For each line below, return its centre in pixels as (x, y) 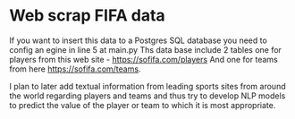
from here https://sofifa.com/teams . (75, 69)
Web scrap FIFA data (87, 16)
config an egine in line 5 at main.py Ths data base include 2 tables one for (145, 49)
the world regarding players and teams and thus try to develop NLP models (147, 96)
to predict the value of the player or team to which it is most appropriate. (143, 105)
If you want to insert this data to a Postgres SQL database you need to (139, 40)
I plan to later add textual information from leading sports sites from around (147, 86)
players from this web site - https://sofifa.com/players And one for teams (144, 59)
